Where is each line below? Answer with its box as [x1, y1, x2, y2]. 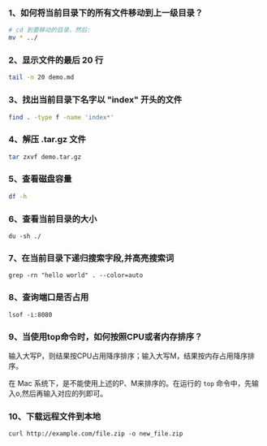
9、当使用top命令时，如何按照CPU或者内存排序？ [8, 331, 203, 342]
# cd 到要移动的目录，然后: [8, 26, 91, 34]
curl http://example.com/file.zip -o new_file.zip [8, 430, 183, 438]
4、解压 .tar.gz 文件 [8, 134, 87, 145]
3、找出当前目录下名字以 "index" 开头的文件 [8, 94, 183, 106]
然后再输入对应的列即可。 [21, 388, 108, 398]
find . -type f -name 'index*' [8, 113, 114, 121]
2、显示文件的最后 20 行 [8, 54, 104, 66]
